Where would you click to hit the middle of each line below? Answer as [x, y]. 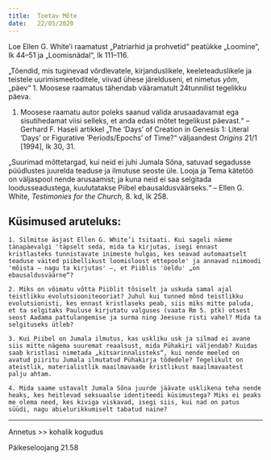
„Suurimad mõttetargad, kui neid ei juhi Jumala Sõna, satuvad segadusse [130, 161]
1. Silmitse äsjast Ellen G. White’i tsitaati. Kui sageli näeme [120, 240]
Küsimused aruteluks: [65, 222]
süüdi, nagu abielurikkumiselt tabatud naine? [88, 410]
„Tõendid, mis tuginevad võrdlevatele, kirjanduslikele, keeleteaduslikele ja [130, 70]
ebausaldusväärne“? [41, 275]
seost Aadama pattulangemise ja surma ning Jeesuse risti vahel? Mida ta [135, 318]
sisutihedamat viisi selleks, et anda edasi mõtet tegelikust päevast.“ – [135, 120]
